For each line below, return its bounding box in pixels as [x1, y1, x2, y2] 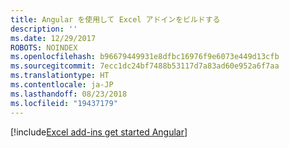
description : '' [10, 24, 78, 34]
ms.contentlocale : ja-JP [10, 80, 114, 90]
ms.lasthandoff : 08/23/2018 [10, 89, 128, 99]
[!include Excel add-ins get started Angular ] [10, 126, 188, 138]
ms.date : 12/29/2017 [10, 33, 97, 43]
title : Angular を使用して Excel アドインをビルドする [10, 14, 221, 25]
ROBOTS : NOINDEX [10, 42, 78, 53]
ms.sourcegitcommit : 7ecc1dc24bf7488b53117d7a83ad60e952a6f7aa [10, 61, 280, 71]
